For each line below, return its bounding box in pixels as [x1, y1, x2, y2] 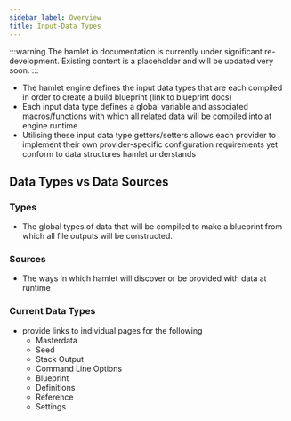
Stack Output [35, 353, 85, 364]
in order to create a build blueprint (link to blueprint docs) [21, 91, 233, 103]
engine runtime [21, 120, 78, 130]
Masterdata [35, 334, 78, 345]
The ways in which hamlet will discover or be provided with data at [21, 273, 267, 284]
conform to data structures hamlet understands [21, 148, 197, 159]
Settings [35, 400, 67, 411]
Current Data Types [9, 305, 96, 318]
